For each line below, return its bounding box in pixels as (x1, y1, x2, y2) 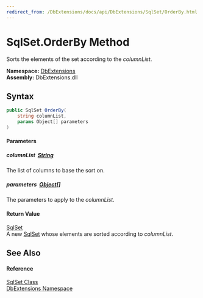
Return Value (6, 210, 40, 217)
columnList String (6, 152, 54, 159)
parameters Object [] (6, 181, 61, 188)
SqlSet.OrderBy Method (6, 35, 130, 49)
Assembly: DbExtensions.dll (6, 74, 78, 81)
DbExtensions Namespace (6, 285, 73, 293)
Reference (6, 264, 34, 272)
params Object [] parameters (17, 119, 88, 125)
